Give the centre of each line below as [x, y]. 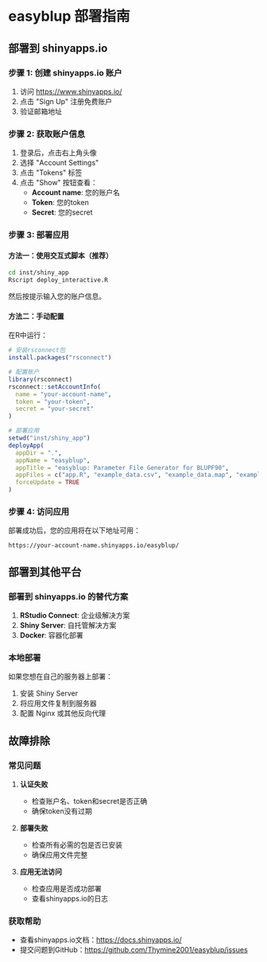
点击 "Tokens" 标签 [51, 173]
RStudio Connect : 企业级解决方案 [75, 615]
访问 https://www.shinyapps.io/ [71, 91]
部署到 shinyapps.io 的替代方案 [68, 596]
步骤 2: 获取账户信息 [47, 134]
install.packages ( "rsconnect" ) [60, 358]
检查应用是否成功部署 [66, 888]
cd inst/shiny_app [39, 273]
